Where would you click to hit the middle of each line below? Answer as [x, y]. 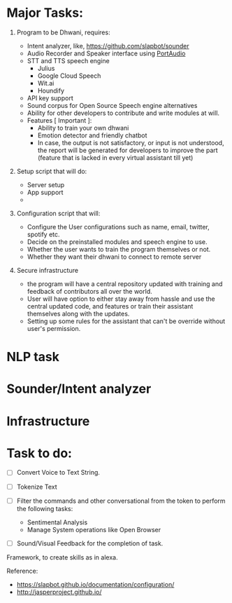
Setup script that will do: [52, 171]
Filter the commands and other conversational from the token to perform [121, 501]
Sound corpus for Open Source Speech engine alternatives [112, 105]
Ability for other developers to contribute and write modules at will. [123, 113]
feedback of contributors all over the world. [90, 291]
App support [45, 192]
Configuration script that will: [58, 213]
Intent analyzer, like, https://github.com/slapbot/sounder [108, 46]
